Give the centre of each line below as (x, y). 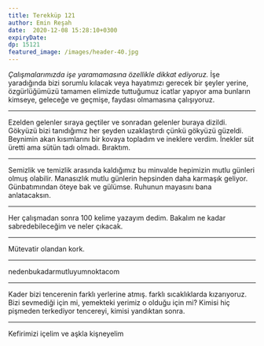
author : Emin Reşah (40, 23)
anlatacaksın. (29, 195)
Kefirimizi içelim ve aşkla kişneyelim (66, 333)
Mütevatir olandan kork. (46, 249)
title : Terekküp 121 (42, 15)
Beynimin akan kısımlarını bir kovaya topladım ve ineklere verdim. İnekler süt (131, 139)
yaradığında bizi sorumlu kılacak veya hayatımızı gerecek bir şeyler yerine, (128, 83)
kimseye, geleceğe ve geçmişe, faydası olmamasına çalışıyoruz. (112, 100)
